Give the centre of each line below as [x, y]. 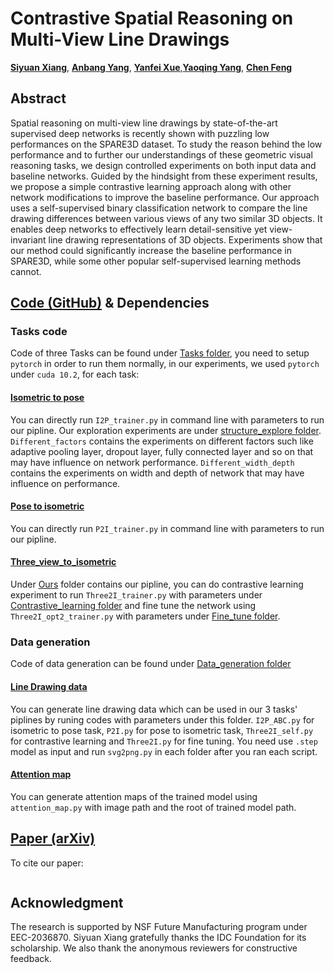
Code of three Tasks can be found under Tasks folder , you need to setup [160, 353]
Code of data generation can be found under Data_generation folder [151, 664]
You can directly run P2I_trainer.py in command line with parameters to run [167, 528]
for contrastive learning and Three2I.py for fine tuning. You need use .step [164, 741]
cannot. [26, 271]
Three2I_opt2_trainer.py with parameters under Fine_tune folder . [145, 616]
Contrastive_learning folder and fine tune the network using [133, 606]
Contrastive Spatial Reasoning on [152, 18]
